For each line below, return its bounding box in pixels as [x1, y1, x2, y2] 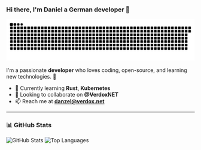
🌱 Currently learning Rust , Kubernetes [14, 85, 111, 92]
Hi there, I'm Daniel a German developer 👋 [6, 5, 130, 14]
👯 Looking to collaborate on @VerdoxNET [14, 91, 118, 98]
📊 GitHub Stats [6, 121, 52, 129]
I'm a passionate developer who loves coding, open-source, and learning [6, 67, 187, 74]
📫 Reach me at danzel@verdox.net [14, 98, 105, 105]
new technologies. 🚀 [6, 73, 57, 80]
